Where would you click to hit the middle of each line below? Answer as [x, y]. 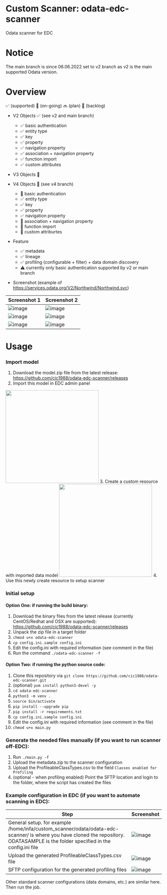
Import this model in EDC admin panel [52, 383]
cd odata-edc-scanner [35, 691]
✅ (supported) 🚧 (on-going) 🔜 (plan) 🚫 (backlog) [56, 106]
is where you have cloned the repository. [77, 835]
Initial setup [20, 594]
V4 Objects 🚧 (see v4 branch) [43, 184]
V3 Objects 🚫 [26, 174]
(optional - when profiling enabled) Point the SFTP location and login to [85, 777]
